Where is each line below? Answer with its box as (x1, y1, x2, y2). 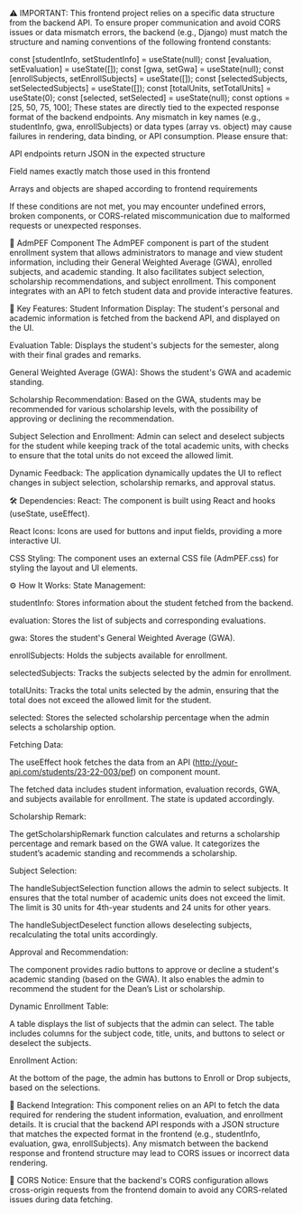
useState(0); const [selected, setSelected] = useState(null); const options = (9, 92, 290, 103)
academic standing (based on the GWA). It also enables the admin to (9, 974, 264, 984)
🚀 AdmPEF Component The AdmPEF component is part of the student (9, 238, 270, 248)
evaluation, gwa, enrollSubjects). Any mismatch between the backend (9, 1138, 269, 1149)
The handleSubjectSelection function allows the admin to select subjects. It (9, 883, 288, 893)
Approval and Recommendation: (9, 946, 129, 957)
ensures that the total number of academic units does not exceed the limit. (9, 892, 286, 903)
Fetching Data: (9, 739, 64, 749)
